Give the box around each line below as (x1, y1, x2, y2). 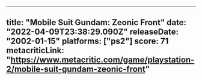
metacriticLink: (6, 45, 64, 56)
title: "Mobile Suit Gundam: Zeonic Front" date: (6, 17, 187, 27)
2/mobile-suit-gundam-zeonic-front (6, 64, 145, 75)
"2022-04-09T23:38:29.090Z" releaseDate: (6, 27, 179, 37)
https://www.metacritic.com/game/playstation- (10, 55, 195, 65)
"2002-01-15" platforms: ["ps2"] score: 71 (6, 36, 169, 47)
